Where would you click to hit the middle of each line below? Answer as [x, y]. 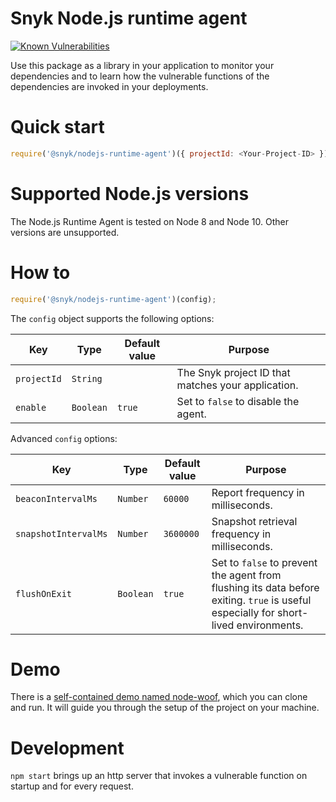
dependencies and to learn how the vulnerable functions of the [140, 76]
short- [293, 612]
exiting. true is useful [261, 600]
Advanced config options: [64, 438]
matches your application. [237, 385]
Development [67, 748]
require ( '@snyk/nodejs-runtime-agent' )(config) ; [113, 299]
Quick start [57, 127]
